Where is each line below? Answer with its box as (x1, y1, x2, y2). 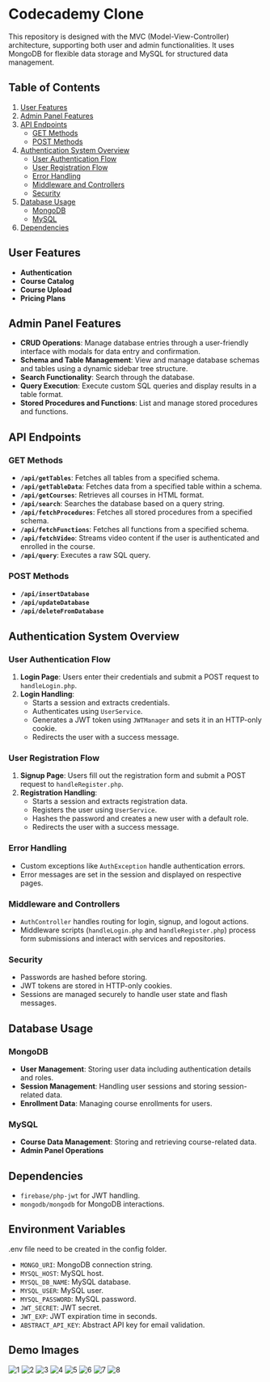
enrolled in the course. (19, 542, 95, 552)
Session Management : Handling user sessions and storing (19, 1081, 217, 1091)
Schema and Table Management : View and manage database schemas (19, 355, 260, 365)
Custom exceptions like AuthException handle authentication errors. (19, 860, 246, 870)
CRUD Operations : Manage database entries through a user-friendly (19, 338, 249, 348)
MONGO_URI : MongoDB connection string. (19, 1259, 154, 1270)
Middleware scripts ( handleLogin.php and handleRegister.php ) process (19, 925, 256, 935)
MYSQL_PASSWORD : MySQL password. (19, 1294, 137, 1304)
